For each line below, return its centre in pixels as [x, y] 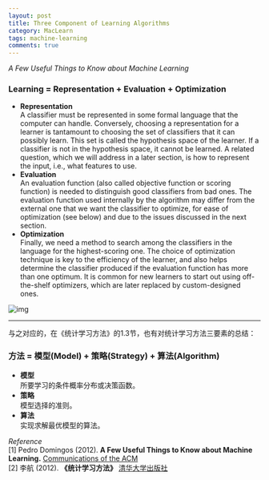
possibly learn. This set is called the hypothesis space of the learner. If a [139, 140]
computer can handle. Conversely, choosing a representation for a [129, 123]
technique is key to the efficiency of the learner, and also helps [124, 260]
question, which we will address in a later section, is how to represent [134, 158]
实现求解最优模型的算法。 [62, 425]
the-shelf [35, 285]
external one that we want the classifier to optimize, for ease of [124, 208]
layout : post [30, 16]
